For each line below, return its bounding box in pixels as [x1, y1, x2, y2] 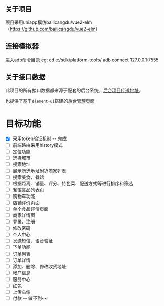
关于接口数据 [5, 73, 46, 81]
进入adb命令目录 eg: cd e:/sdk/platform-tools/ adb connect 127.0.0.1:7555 [5, 57, 159, 63]
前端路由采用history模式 [12, 142, 63, 148]
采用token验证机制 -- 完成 [12, 135, 67, 142]
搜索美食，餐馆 [12, 174, 44, 180]
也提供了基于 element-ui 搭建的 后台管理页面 [5, 98, 95, 104]
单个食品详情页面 [12, 206, 49, 212]
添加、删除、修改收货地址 [12, 263, 67, 269]
